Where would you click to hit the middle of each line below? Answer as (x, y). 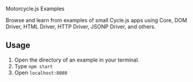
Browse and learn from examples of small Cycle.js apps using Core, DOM (96, 20)
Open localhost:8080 (41, 72)
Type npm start (33, 66)
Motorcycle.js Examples (35, 9)
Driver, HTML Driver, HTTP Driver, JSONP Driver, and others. (81, 27)
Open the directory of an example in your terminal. (77, 60)
